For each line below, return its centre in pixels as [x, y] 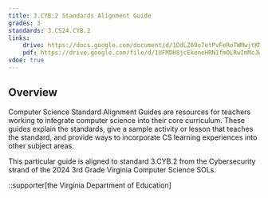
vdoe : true [26, 61]
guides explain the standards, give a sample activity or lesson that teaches [131, 129]
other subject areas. [41, 145]
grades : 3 [25, 23]
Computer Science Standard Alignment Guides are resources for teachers [130, 112]
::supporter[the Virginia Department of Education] [90, 185]
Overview [33, 93]
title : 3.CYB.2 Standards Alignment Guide [80, 16]
